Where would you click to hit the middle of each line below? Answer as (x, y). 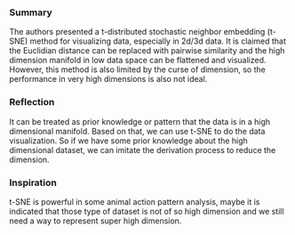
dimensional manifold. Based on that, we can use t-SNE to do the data (137, 131)
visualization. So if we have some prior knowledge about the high (129, 141)
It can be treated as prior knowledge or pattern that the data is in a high (140, 121)
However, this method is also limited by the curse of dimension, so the (138, 69)
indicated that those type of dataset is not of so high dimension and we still (147, 211)
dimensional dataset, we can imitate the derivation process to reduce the (143, 150)
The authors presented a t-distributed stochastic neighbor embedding (137, 32)
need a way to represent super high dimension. (96, 221)
